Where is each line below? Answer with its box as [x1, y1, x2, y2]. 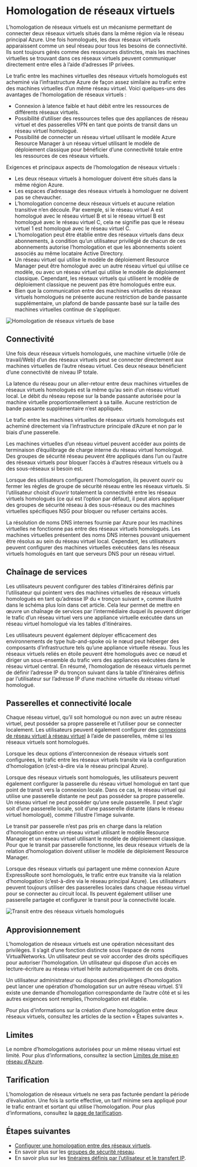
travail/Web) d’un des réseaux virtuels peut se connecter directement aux [6, 356, 184, 363]
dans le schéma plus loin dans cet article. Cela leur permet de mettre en [6, 601, 180, 608]
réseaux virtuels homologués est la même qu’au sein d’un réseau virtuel [6, 386, 180, 393]
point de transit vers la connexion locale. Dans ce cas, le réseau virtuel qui [6, 786, 186, 793]
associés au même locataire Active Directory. [14, 249, 124, 256]
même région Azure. [14, 181, 64, 188]
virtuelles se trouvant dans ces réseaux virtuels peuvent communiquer [6, 55, 176, 62]
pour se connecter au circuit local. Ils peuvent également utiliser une [6, 890, 172, 897]
